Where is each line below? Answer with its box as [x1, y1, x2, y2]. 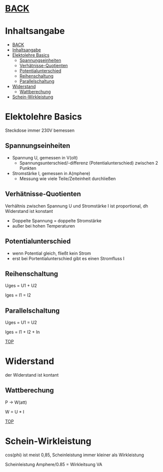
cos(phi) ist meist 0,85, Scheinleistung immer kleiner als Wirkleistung [5, 452, 144, 458]
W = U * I [5, 409, 24, 414]
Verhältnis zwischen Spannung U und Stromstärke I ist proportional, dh [5, 203, 148, 209]
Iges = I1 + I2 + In [5, 329, 40, 335]
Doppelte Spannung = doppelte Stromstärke [12, 217, 102, 224]
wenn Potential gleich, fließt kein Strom [12, 250, 92, 256]
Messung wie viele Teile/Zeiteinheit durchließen [19, 176, 116, 181]
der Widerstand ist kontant [5, 372, 59, 378]
